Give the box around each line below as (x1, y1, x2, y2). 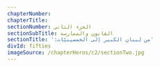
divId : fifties (7, 43, 51, 50)
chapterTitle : (7, 17, 49, 24)
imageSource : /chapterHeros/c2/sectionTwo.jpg (7, 50, 145, 57)
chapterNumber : (7, 10, 51, 17)
